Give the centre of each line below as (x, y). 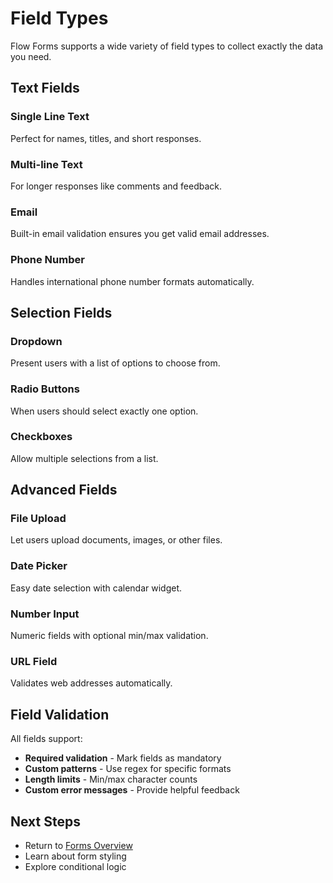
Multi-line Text (46, 164)
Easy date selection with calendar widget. (96, 588)
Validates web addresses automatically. (91, 683)
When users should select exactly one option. (104, 411)
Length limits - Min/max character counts (111, 779)
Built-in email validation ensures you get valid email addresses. (140, 234)
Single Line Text (50, 117)
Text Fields (45, 88)
